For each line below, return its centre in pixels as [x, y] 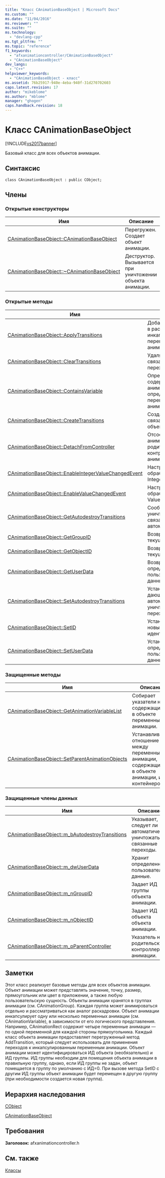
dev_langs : [16, 64]
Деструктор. [140, 256]
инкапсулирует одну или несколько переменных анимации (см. [72, 1016]
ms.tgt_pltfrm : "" [24, 42]
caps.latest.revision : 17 [31, 87]
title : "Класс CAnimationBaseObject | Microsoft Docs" [62, 10]
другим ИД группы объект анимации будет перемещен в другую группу [82, 1074]
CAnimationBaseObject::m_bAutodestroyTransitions [67, 834]
